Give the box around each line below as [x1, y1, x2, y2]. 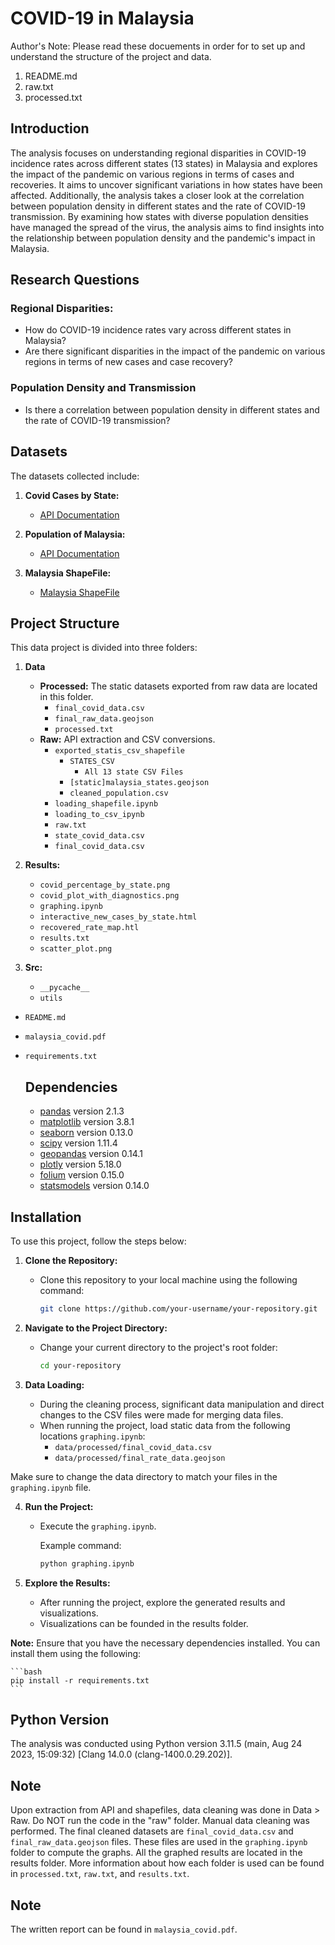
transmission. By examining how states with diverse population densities [10, 210, 309, 222]
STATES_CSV [69, 757, 115, 767]
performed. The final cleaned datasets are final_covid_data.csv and [10, 1825, 294, 1837]
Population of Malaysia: [24, 528, 126, 540]
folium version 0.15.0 [39, 1169, 125, 1181]
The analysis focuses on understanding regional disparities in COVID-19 [10, 147, 307, 159]
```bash [10, 1667, 43, 1677]
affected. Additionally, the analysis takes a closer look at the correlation [10, 189, 305, 201]
